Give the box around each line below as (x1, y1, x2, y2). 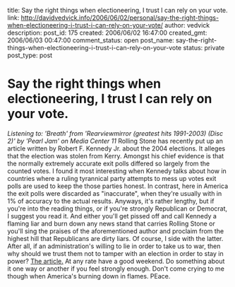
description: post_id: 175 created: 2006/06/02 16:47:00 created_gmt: (7, 28, 207, 37)
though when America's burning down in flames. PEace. (7, 271, 171, 280)
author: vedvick (164, 21, 210, 29)
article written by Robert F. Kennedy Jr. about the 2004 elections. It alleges (7, 144, 226, 153)
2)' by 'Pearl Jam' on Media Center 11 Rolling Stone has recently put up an (7, 136, 224, 145)
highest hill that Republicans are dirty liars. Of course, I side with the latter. (7, 234, 224, 242)
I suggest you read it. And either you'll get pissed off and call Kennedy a (7, 211, 217, 220)
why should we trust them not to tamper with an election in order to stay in (7, 249, 224, 257)
